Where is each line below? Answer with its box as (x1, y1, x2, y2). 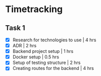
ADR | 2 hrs (12, 43, 37, 49)
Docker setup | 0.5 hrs (12, 54, 60, 60)
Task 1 (5, 24, 25, 32)
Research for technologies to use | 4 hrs (12, 37, 96, 43)
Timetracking (5, 4, 63, 15)
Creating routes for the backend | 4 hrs (12, 65, 94, 71)
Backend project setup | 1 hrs (12, 48, 74, 54)
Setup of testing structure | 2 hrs (12, 59, 81, 66)
